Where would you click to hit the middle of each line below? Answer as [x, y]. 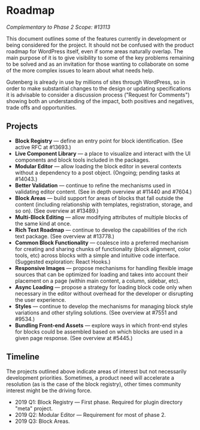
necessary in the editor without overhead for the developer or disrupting [104, 293]
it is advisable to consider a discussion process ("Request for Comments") [98, 95]
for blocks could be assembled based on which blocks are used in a [99, 331]
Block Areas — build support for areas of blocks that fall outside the [99, 198]
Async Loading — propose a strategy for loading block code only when [103, 287]
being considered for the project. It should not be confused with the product [100, 45]
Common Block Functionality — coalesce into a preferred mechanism [101, 243]
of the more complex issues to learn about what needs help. [80, 70]
